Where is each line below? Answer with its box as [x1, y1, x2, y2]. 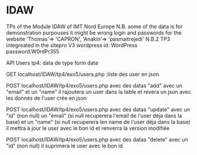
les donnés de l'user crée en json [6, 95, 87, 102]
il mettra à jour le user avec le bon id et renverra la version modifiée [6, 124, 170, 132]
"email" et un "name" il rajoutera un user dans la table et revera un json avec [6, 88, 191, 95]
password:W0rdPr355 [6, 48, 60, 55]
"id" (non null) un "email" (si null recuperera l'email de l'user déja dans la [6, 112, 182, 119]
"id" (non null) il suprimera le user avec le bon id [6, 142, 123, 149]
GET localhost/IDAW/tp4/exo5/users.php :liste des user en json [6, 70, 159, 77]
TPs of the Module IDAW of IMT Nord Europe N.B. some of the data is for [6, 23, 183, 30]
